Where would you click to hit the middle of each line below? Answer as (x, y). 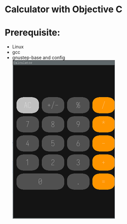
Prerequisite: (32, 33)
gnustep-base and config (38, 58)
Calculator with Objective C (63, 9)
